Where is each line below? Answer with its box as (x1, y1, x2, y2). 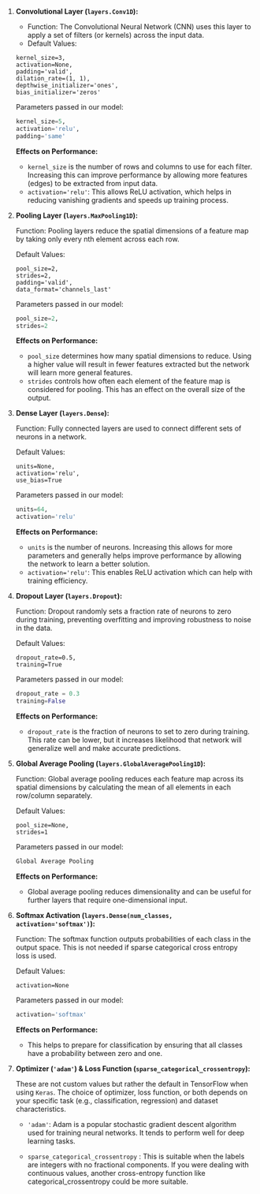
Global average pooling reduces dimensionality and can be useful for (27, 886, 252, 896)
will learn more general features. (27, 368, 133, 378)
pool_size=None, (15, 821, 69, 829)
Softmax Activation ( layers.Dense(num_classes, (15, 910, 173, 920)
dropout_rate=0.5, (15, 654, 76, 662)
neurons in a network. (15, 432, 87, 442)
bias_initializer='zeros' (15, 88, 101, 96)
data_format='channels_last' (15, 285, 112, 293)
